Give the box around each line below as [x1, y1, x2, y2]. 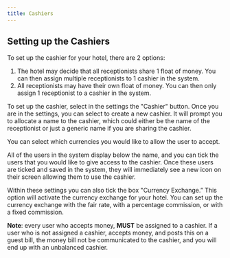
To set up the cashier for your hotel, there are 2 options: [7, 54, 165, 62]
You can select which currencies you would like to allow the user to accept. [7, 138, 220, 146]
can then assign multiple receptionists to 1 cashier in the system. [16, 74, 200, 83]
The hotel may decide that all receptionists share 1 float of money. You [16, 67, 216, 76]
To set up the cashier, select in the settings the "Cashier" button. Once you [7, 103, 219, 111]
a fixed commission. [7, 208, 64, 217]
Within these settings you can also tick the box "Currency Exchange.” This [7, 186, 218, 195]
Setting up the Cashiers [7, 36, 111, 47]
